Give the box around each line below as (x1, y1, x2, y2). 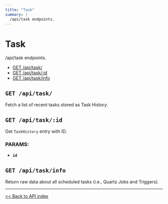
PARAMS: (5, 141, 29, 148)
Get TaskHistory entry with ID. (5, 128, 67, 134)
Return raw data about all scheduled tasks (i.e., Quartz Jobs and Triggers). (5, 179, 159, 185)
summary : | (5, 12, 28, 17)
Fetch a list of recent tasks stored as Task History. (5, 102, 108, 108)
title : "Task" (5, 7, 35, 13)
